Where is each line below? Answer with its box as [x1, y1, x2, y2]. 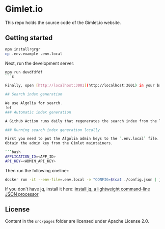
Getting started [5, 34, 53, 42]
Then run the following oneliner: [5, 167, 70, 173]
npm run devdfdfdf [5, 69, 43, 74]
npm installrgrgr [5, 46, 41, 52]
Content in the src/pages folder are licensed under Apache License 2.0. [5, 218, 150, 224]
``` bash [5, 150, 21, 155]
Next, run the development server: [5, 60, 75, 66]
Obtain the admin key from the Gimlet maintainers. [5, 141, 113, 146]
